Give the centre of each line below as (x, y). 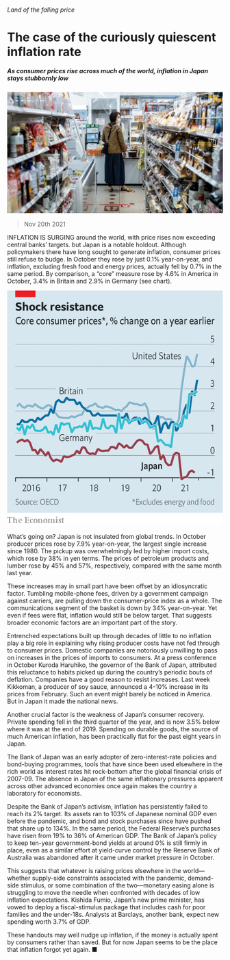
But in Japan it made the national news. (63, 701)
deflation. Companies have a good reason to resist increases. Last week (109, 679)
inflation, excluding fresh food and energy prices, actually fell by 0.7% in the (115, 266)
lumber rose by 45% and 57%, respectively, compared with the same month (115, 566)
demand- (201, 878)
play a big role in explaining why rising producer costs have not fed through (114, 643)
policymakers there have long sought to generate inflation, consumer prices (114, 252)
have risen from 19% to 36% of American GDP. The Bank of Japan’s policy (112, 836)
